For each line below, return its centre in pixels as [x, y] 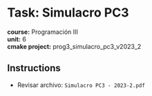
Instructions [34, 68]
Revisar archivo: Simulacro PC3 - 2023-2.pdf [81, 85]
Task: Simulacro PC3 [68, 13]
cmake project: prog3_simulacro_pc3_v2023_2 [74, 46]
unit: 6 [17, 39]
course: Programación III [42, 32]
